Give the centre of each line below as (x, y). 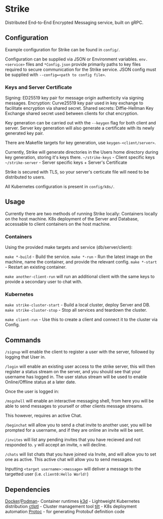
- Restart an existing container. (36, 267)
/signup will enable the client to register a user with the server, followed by (80, 352)
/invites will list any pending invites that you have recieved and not (73, 439)
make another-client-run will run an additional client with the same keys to (80, 277)
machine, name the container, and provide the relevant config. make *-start (81, 262)
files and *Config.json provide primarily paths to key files (83, 64)
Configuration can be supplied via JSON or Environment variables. (72, 59)
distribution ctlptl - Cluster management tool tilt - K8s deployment (71, 506)
